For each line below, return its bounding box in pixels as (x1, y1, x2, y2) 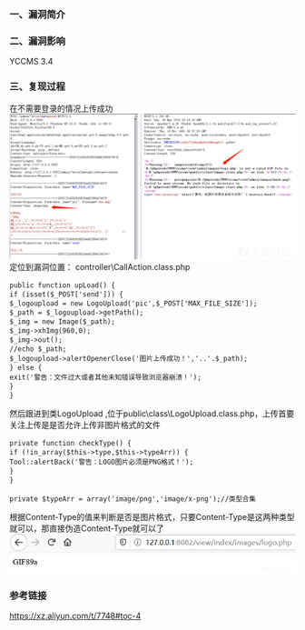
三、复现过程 (9, 80, 66, 93)
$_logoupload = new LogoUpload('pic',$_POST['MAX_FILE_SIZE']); (9, 299, 258, 308)
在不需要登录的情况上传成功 (9, 103, 113, 114)
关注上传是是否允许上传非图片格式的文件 (9, 420, 161, 431)
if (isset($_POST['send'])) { (9, 290, 124, 299)
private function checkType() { (9, 439, 132, 448)
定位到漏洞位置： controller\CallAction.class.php (9, 262, 191, 273)
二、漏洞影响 (9, 35, 66, 47)
